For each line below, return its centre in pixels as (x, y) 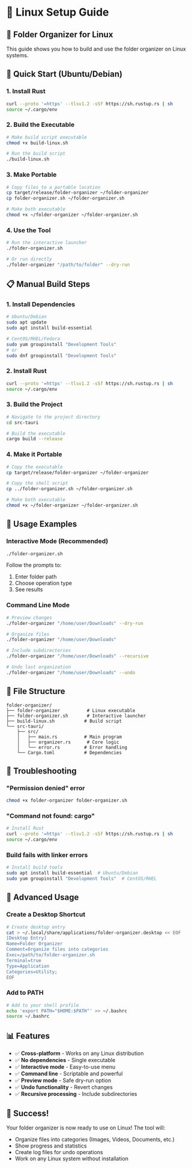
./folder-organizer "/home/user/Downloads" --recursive (77, 656)
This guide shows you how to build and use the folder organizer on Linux (96, 49)
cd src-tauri (22, 423)
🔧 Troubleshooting (41, 771)
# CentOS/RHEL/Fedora (33, 339)
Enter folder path (36, 577)
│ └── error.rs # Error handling (72, 747)
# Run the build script (36, 154)
